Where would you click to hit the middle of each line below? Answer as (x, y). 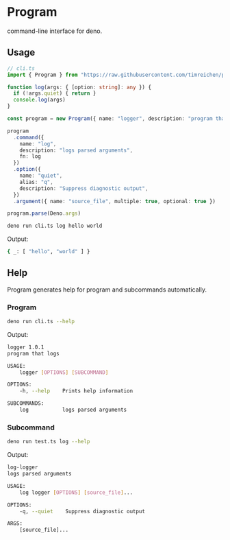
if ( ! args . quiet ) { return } (55, 93)
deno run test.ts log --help (49, 442)
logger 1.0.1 (26, 347)
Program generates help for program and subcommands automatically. (107, 290)
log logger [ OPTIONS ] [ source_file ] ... (76, 492)
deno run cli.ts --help (41, 322)
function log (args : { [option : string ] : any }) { (79, 87)
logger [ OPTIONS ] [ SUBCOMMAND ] (64, 372)
